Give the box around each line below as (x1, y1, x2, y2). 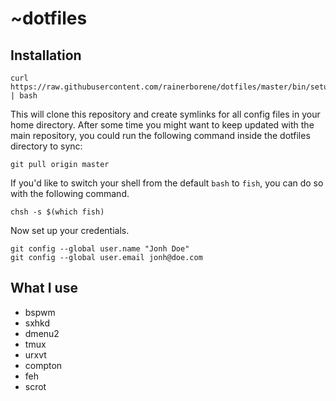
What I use (10, 280, 78, 297)
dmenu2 (24, 327, 60, 339)
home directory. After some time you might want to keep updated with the (10, 119, 315, 131)
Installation (10, 47, 82, 64)
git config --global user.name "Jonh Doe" (10, 244, 190, 254)
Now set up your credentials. (10, 225, 130, 236)
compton (24, 359, 63, 371)
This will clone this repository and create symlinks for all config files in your (10, 108, 321, 120)
